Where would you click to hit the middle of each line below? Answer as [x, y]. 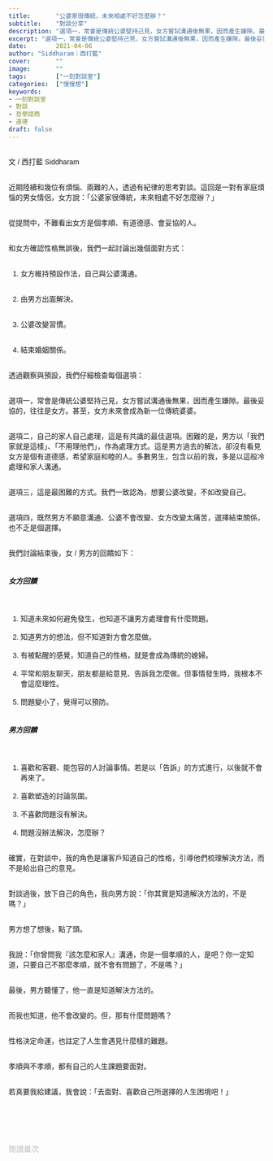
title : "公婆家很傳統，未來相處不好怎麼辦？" [87, 16]
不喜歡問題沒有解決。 [56, 814]
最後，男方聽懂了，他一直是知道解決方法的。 [83, 990]
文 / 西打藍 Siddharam [44, 162]
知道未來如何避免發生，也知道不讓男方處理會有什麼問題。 [116, 618]
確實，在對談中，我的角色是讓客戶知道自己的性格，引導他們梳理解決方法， [133, 858]
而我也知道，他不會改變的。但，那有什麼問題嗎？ [90, 1015]
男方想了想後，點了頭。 [48, 929]
